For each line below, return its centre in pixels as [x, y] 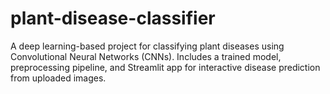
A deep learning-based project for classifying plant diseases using [147, 46]
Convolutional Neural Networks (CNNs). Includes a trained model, [146, 56]
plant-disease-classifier [113, 18]
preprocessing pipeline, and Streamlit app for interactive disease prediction [165, 67]
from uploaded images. [58, 78]
